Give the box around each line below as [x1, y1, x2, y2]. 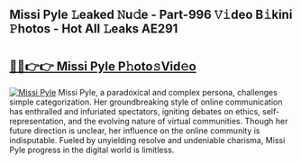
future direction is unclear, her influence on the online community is [9, 125, 260, 136]
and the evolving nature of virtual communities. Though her [67, 116, 288, 126]
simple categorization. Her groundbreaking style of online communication [9, 96, 283, 107]
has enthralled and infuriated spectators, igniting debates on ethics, [9, 106, 261, 116]
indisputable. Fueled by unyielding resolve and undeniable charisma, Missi [9, 135, 286, 145]
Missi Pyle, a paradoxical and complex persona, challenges [58, 87, 278, 97]
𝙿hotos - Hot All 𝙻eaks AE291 [9, 22, 178, 37]
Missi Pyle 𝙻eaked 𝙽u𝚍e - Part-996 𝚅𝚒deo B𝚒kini [9, 7, 293, 23]
